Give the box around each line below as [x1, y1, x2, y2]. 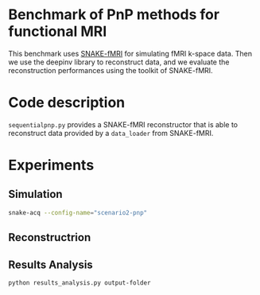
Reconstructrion [8, 231, 91, 244]
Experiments [8, 157, 95, 174]
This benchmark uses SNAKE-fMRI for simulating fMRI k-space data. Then [8, 49, 253, 58]
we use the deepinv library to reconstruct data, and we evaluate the [8, 57, 230, 67]
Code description [8, 94, 126, 112]
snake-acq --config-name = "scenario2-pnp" [8, 208, 148, 216]
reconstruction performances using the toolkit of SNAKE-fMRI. [8, 65, 213, 75]
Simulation [8, 188, 63, 201]
